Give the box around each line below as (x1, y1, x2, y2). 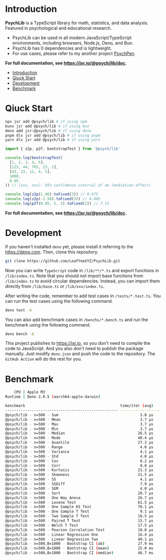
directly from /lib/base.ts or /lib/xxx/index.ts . (5, 283, 105, 289)
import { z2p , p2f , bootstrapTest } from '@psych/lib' (5, 146, 121, 151)
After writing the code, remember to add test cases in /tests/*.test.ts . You (5, 293, 161, 299)
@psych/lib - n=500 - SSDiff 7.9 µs (5, 481, 154, 486)
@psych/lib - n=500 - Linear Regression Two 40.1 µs (5, 537, 154, 542)
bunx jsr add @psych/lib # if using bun (5, 124, 90, 129)
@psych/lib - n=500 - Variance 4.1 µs (5, 449, 154, 454)
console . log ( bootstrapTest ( (5, 155, 63, 160)
